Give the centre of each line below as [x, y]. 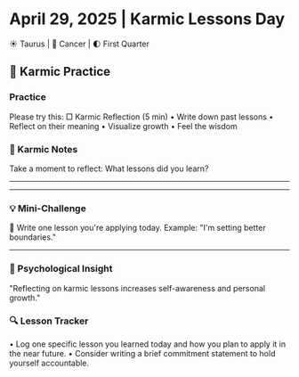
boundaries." [32, 237]
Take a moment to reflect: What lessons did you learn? [109, 168]
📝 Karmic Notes [44, 149]
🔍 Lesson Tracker [49, 321]
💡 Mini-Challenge [48, 208]
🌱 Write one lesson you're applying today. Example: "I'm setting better [137, 228]
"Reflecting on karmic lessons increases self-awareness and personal [137, 288]
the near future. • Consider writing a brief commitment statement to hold [142, 353]
